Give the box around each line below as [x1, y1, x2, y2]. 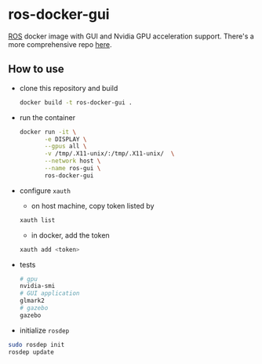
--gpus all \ [44, 143, 87, 151]
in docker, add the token [31, 230, 110, 240]
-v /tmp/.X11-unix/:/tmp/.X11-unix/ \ [44, 150, 175, 158]
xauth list [19, 216, 56, 224]
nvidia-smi [19, 282, 56, 290]
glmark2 [19, 297, 45, 305]
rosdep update [8, 348, 55, 356]
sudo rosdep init [8, 340, 65, 348]
